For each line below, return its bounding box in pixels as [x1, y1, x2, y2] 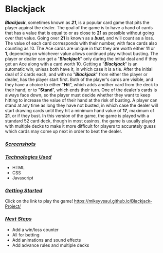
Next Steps [5, 215, 32, 222]
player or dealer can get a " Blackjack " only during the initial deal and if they [5, 56, 158, 61]
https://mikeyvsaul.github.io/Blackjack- [73, 198, 152, 204]
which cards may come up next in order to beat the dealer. [5, 128, 123, 134]
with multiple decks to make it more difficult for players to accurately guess [5, 123, 156, 129]
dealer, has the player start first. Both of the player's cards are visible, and [5, 77, 154, 82]
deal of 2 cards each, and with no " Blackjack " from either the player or [5, 71, 148, 77]
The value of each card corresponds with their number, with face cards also [5, 40, 157, 46]
